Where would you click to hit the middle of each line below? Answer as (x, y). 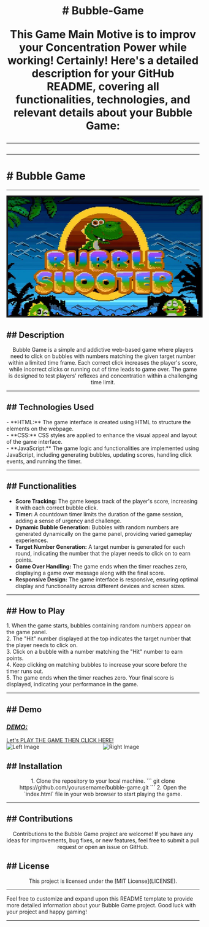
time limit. (103, 382)
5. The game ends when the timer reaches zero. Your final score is (90, 678)
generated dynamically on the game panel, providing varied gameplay (104, 533)
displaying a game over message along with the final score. (90, 573)
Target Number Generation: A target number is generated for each (100, 546)
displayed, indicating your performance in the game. (72, 685)
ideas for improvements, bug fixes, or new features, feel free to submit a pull (103, 840)
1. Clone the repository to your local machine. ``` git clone (103, 781)
